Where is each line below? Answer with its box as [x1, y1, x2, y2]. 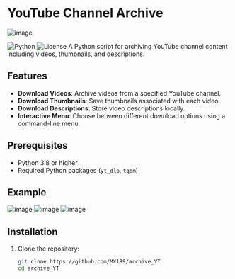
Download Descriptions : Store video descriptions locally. [17, 104, 185, 113]
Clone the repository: [17, 244, 80, 253]
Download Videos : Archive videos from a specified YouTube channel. [17, 89, 222, 97]
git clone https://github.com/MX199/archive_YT [17, 258, 161, 266]
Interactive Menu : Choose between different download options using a [17, 111, 226, 120]
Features [7, 70, 47, 82]
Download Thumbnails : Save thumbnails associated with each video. [17, 96, 221, 105]
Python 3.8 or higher [17, 158, 78, 167]
